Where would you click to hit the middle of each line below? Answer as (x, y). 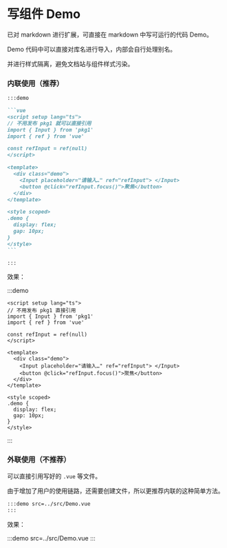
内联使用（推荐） (35, 83)
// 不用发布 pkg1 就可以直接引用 (49, 123)
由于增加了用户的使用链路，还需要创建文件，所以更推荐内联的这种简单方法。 (116, 491)
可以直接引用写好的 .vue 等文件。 (54, 476)
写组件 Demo (44, 14)
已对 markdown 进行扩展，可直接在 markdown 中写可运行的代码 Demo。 (110, 34)
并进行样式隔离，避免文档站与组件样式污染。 (71, 63)
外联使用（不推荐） (39, 460)
